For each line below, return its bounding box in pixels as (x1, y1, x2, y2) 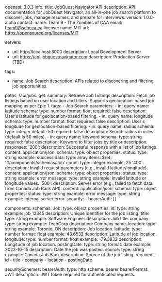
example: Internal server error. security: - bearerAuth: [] (5, 196, 116, 201)
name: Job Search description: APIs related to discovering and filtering (12, 78, 154, 84)
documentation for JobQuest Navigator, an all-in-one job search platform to (5, 9, 156, 15)
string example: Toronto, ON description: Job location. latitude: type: (5, 226, 142, 231)
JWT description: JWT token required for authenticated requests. (5, 272, 136, 277)
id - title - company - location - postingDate (5, 257, 92, 263)
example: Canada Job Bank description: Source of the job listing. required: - (5, 252, 157, 257)
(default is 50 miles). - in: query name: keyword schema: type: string (5, 134, 142, 140)
